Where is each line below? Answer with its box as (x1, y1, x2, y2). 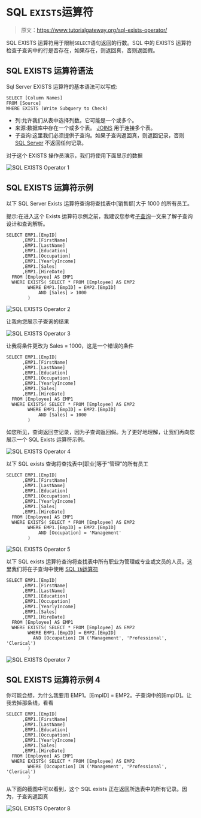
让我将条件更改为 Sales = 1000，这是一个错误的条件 (6, 342, 135, 349)
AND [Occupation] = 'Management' (38, 530, 121, 536)
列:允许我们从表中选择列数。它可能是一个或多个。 (14, 116, 138, 123)
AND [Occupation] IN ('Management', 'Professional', (32, 635, 167, 641)
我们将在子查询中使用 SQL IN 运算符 (11, 565, 99, 572)
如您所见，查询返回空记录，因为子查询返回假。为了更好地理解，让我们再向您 (6, 428, 195, 435)
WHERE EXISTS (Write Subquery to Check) (6, 105, 109, 111)
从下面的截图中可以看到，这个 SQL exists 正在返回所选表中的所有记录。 (6, 786, 182, 793)
